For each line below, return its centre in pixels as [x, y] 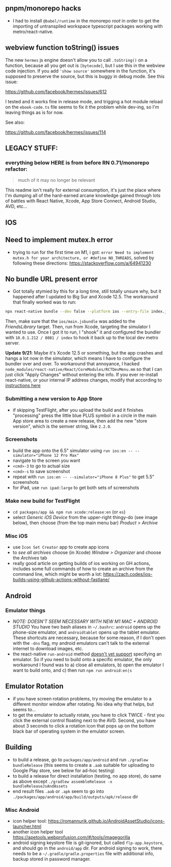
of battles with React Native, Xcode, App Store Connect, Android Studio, [81, 201]
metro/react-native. [33, 31]
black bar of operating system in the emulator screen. [69, 731]
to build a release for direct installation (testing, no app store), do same [87, 776]
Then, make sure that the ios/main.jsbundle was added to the [70, 321]
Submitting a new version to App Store [54, 399]
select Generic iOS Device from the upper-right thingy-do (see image [85, 518]
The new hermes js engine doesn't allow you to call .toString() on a [76, 60]
